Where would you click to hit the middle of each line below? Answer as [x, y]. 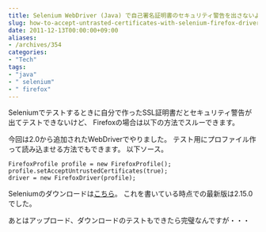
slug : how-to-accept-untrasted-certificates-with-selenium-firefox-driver [134, 23]
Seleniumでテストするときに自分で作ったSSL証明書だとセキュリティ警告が [130, 112]
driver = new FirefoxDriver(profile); [72, 178]
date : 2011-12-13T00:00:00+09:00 [63, 30]
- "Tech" [23, 60]
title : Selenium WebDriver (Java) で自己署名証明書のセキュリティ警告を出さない [131, 15]
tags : [17, 67]
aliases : [23, 38]
